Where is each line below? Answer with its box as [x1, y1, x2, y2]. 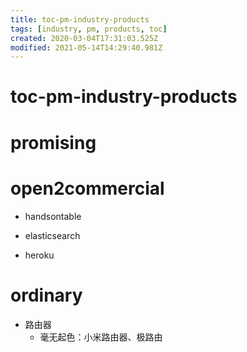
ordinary [10, 284, 83, 306]
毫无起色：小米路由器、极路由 [39, 331, 163, 343]
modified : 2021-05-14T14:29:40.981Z [10, 42, 163, 53]
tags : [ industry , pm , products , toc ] [10, 24, 168, 34]
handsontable [24, 210, 82, 222]
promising [10, 131, 97, 154]
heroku [24, 249, 55, 261]
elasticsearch [24, 229, 81, 241]
